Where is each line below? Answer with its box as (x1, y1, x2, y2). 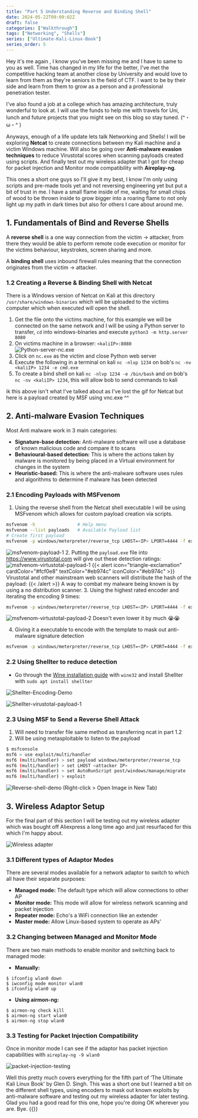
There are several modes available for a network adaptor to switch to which (6, 869, 190, 876)
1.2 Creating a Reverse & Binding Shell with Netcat (6, 278, 152, 287)
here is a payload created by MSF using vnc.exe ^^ (6, 394, 130, 401)
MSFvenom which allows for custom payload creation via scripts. (14, 510, 173, 517)
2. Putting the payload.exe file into (65, 549, 148, 556)
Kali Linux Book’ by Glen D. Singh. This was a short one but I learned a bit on (6, 1080, 192, 1087)
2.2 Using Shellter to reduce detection (6, 658, 118, 666)
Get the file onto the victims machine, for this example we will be (14, 316, 172, 323)
